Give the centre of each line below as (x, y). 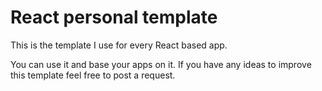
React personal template (114, 17)
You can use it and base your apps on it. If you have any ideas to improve (161, 64)
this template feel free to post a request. (93, 75)
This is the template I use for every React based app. (119, 45)
